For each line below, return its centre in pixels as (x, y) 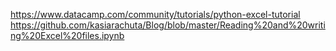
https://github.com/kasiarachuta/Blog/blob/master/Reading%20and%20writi (168, 25)
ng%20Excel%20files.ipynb (67, 35)
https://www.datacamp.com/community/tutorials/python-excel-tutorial (155, 14)
